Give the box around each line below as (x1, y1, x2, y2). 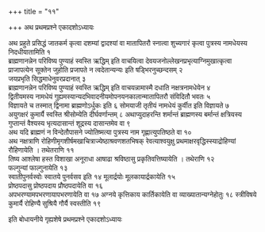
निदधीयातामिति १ (8, 48, 52, 56)
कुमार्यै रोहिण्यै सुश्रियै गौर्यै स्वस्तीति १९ (8, 199, 102, 208)
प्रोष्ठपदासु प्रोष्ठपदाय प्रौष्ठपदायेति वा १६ (8, 181, 103, 190)
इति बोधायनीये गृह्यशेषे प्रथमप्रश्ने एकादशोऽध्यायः (8, 215, 123, 224)
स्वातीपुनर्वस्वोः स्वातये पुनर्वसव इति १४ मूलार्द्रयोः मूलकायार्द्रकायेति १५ (8, 172, 176, 181)
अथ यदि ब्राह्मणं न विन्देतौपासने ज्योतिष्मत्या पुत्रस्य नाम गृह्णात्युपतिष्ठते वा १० (8, 127, 192, 137)
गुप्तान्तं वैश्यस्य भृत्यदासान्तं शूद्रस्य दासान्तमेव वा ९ (8, 119, 131, 127)
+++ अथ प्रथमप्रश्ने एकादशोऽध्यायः (8, 23, 94, 32)
